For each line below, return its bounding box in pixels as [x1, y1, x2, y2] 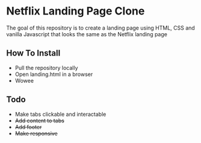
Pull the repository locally [14, 64, 78, 71]
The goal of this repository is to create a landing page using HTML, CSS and [6, 24, 196, 31]
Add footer [14, 123, 42, 130]
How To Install [6, 48, 61, 59]
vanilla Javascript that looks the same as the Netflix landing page [6, 30, 167, 37]
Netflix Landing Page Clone [6, 4, 145, 18]
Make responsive [14, 130, 58, 137]
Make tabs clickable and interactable [14, 110, 107, 118]
